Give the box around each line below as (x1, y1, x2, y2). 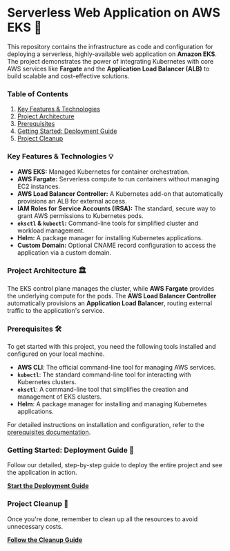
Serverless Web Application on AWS (7, 5, 221, 21)
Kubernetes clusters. (17, 378, 77, 386)
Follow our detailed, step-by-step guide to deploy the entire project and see (7, 461, 222, 469)
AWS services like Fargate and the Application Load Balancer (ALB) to (7, 64, 210, 73)
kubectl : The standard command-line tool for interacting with (17, 370, 191, 379)
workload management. (17, 226, 85, 235)
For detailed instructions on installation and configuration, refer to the (7, 421, 205, 429)
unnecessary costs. (7, 522, 64, 530)
